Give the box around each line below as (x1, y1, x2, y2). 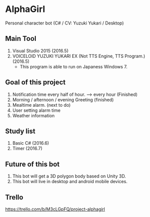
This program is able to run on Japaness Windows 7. (19, 63, 128, 69)
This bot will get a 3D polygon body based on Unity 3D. (12, 173, 126, 179)
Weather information (12, 112, 55, 118)
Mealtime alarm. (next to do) (12, 102, 71, 108)
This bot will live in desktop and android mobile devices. (12, 179, 128, 185)
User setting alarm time (12, 107, 61, 113)
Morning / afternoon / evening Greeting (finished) (12, 96, 114, 103)
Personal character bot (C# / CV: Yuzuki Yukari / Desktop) (5, 20, 124, 26)
